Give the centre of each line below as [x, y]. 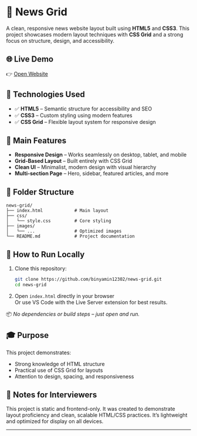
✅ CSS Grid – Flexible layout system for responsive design [85, 122]
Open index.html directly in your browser [64, 296]
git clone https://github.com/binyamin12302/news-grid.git [88, 279]
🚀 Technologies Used [45, 94]
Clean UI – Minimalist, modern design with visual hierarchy [85, 167]
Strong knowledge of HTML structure [60, 364]
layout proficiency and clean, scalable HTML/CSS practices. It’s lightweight [97, 415]
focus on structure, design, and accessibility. [60, 41]
